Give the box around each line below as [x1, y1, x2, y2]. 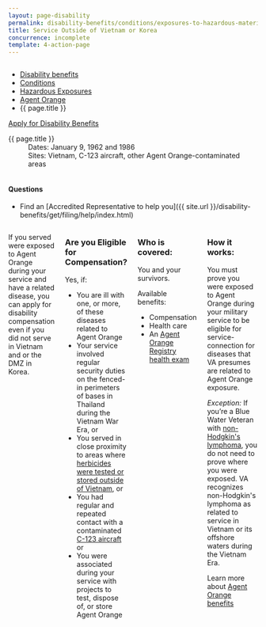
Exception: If [207, 397, 248, 408]
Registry [149, 346, 177, 355]
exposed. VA [207, 473, 249, 483]
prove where [207, 457, 249, 466]
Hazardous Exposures [19, 86, 93, 96]
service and [8, 275, 47, 284]
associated [76, 559, 112, 568]
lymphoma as [207, 499, 252, 508]
